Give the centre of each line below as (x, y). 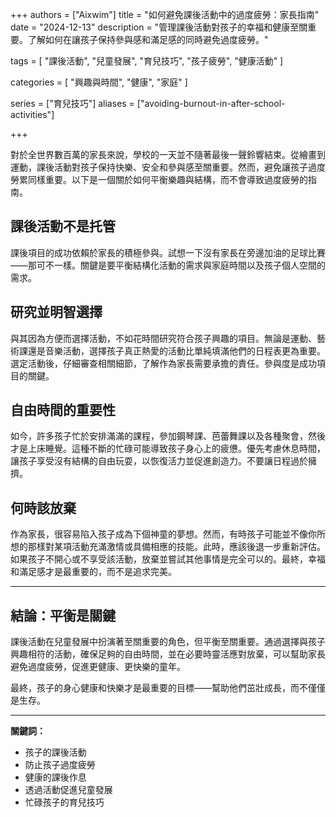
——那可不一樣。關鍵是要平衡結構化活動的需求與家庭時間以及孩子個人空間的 (168, 265)
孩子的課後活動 (55, 752)
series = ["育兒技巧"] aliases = (72, 103)
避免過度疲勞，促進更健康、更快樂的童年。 (98, 667)
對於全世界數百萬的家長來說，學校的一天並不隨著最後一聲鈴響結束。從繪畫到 (168, 154)
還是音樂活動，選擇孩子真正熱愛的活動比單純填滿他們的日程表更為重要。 (176, 350)
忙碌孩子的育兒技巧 (64, 802)
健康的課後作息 (55, 777)
